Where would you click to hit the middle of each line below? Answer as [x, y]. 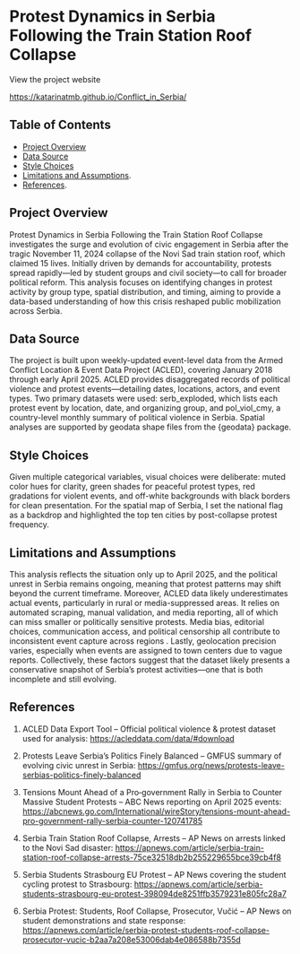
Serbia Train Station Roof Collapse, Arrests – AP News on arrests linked [154, 838]
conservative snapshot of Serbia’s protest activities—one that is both [136, 669]
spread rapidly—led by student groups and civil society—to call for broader [148, 273]
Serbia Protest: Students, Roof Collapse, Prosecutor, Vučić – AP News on [157, 911]
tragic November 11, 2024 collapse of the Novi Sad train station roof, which [147, 254]
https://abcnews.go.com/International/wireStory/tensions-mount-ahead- [156, 811]
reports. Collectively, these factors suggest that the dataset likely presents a [150, 660]
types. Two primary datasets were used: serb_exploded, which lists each [144, 399]
